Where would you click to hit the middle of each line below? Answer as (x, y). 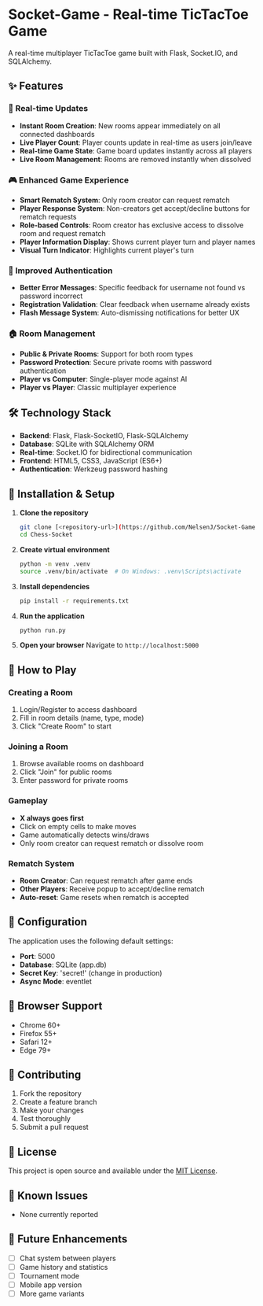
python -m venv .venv (55, 564)
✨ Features (36, 86)
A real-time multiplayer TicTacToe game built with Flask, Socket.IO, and (123, 53)
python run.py (42, 630)
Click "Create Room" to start (65, 726)
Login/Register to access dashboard (78, 710)
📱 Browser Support (55, 1006)
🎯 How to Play (42, 670)
